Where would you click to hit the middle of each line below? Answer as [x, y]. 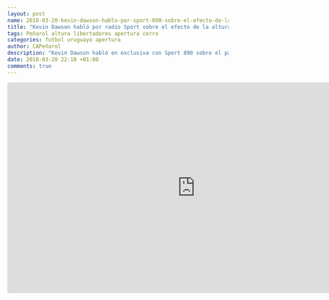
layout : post [26, 14]
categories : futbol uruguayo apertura [64, 40]
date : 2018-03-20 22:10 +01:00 [53, 60]
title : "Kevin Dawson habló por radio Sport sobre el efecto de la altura [119, 27]
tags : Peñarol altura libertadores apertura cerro [83, 33]
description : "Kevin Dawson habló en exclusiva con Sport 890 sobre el [114, 53]
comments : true [30, 66]
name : [15, 20]
